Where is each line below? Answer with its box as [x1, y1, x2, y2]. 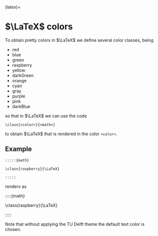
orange [12, 77, 27, 83]
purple [12, 93, 26, 99]
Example [5, 145, 32, 153]
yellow [12, 67, 25, 73]
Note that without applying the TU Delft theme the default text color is [5, 221, 145, 227]
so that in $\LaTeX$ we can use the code [5, 113, 87, 119]
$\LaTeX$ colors [5, 21, 73, 32]
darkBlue [12, 103, 31, 109]
